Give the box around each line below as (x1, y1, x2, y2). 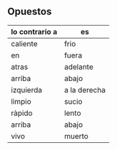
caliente (11, 38, 38, 48)
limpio (11, 96, 32, 106)
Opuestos (7, 6, 52, 18)
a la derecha (63, 85, 106, 95)
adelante (63, 62, 94, 72)
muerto (63, 131, 89, 141)
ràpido (11, 108, 34, 118)
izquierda (11, 85, 43, 95)
